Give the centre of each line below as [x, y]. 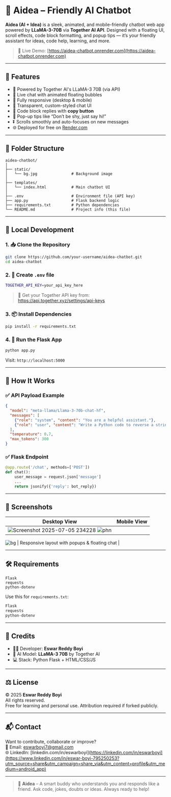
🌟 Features [23, 77]
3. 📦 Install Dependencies [39, 314]
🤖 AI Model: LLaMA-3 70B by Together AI [56, 654]
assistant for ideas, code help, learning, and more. [58, 41]
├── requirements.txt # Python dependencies [62, 205]
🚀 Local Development [40, 230]
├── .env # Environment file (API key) [70, 196]
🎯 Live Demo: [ [33, 50]
